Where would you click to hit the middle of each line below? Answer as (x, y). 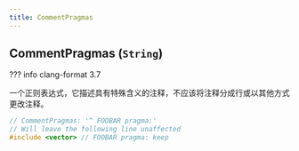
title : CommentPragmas (51, 17)
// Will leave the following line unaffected (95, 130)
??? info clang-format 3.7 (55, 75)
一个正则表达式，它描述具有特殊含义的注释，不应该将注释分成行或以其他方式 (149, 93)
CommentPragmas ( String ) (86, 54)
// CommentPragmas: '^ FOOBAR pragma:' (83, 121)
